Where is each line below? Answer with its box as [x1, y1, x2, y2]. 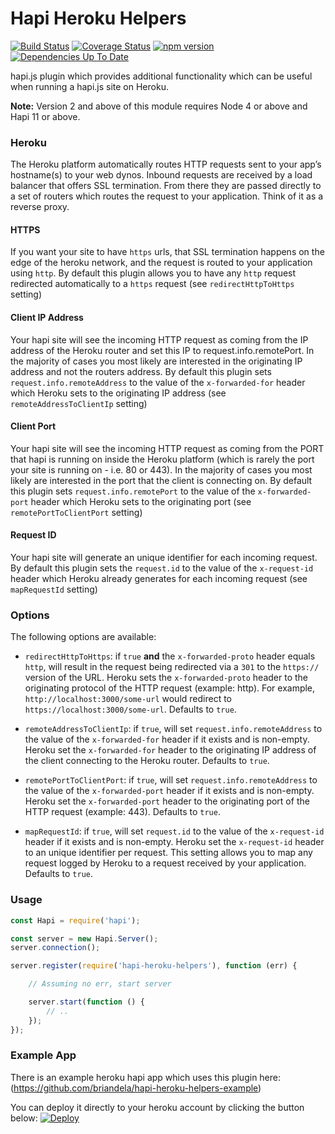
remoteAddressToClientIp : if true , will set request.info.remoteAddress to [24, 723, 323, 735]
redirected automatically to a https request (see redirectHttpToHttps [10, 278, 295, 290]
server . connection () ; [10, 943, 101, 953]
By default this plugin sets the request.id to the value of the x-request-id [10, 562, 314, 574]
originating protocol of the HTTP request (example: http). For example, [24, 682, 316, 694]
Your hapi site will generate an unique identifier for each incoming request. [10, 552, 318, 564]
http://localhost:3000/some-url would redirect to [24, 693, 232, 705]
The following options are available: [10, 631, 157, 643]
